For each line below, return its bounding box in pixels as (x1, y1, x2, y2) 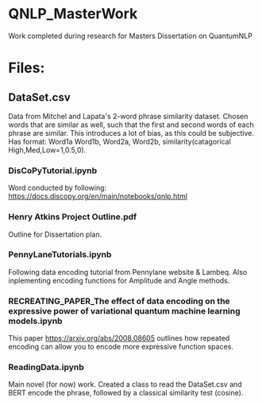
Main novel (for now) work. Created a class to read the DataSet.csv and (8, 380, 242, 389)
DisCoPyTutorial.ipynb (8, 164, 98, 175)
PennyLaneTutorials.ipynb (8, 249, 112, 260)
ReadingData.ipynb (8, 362, 85, 373)
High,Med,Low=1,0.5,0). (8, 145, 87, 155)
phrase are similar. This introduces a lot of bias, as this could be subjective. (8, 128, 254, 137)
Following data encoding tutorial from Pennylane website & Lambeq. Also (8, 267, 248, 276)
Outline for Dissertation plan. (8, 229, 102, 239)
